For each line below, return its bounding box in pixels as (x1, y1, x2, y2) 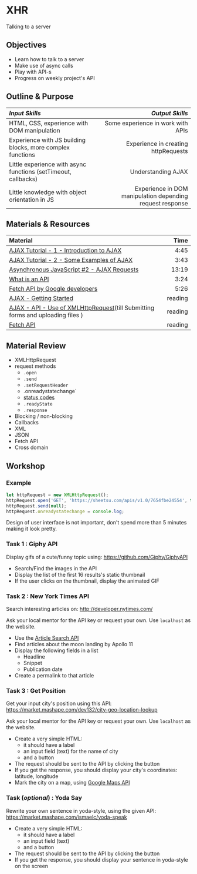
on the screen (14, 862, 49, 869)
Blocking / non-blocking (14, 413, 73, 420)
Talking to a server (6, 23, 51, 30)
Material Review (6, 341, 66, 351)
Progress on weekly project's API (14, 74, 95, 81)
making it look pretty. (6, 525, 57, 533)
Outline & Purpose (6, 92, 74, 102)
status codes (23, 394, 55, 401)
